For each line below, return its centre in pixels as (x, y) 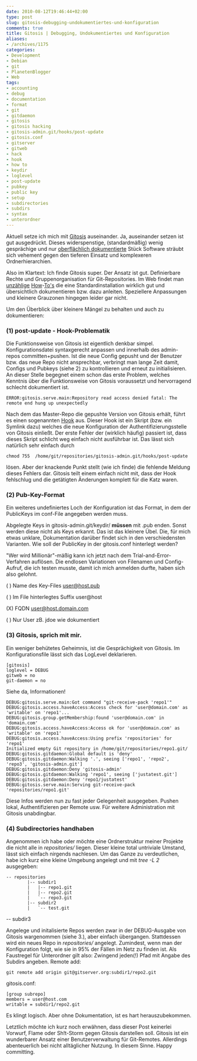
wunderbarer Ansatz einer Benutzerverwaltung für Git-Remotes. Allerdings (96, 1039)
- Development (24, 55)
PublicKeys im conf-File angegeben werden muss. (67, 514)
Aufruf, (15, 568)
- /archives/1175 (27, 45)
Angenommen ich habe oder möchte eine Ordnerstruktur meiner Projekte (95, 841)
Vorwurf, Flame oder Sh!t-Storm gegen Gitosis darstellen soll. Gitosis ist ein (97, 1033)
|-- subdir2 (42, 903)
